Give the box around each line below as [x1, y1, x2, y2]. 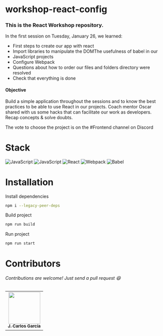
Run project [5, 231, 29, 237]
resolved [12, 70, 31, 76]
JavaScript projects [12, 54, 54, 60]
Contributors [5, 258, 61, 270]
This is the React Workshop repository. [5, 22, 104, 29]
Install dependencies [5, 193, 49, 199]
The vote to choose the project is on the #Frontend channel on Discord [5, 124, 154, 130]
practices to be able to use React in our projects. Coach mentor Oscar [5, 103, 152, 109]
